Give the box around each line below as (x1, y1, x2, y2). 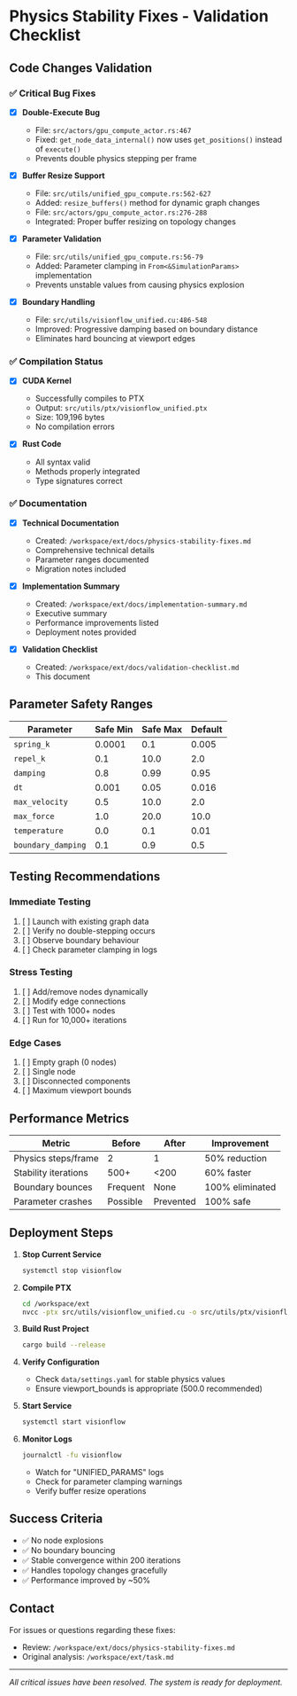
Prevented (153, 1195, 196, 1208)
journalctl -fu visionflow (21, 1451, 122, 1460)
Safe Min (94, 723, 133, 735)
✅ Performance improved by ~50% (21, 1575, 151, 1585)
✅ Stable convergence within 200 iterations (21, 1554, 181, 1566)
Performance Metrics (9, 1111, 130, 1126)
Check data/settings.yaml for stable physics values (34, 1374, 225, 1385)
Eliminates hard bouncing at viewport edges (34, 333, 196, 344)
